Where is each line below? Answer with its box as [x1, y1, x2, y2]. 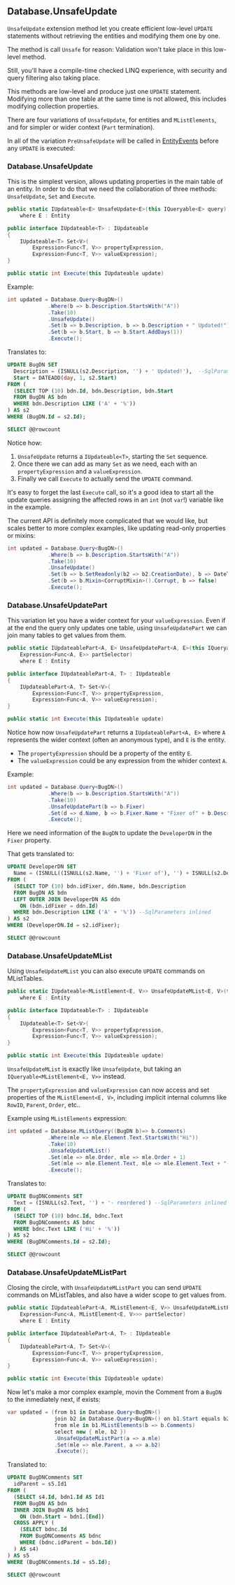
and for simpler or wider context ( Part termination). [7, 122, 155, 132]
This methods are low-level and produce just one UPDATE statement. [7, 87, 201, 95]
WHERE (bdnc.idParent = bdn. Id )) [20, 1539, 117, 1546]
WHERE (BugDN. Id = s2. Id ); [7, 413, 86, 420]
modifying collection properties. [7, 101, 99, 111]
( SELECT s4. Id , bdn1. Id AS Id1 [13, 1493, 105, 1500]
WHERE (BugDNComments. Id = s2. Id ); [7, 1238, 111, 1246]
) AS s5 [7, 1552, 30, 1559]
